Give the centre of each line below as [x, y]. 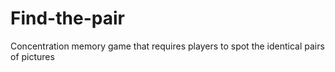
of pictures [32, 56]
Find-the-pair [67, 18]
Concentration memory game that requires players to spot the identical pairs [167, 46]
